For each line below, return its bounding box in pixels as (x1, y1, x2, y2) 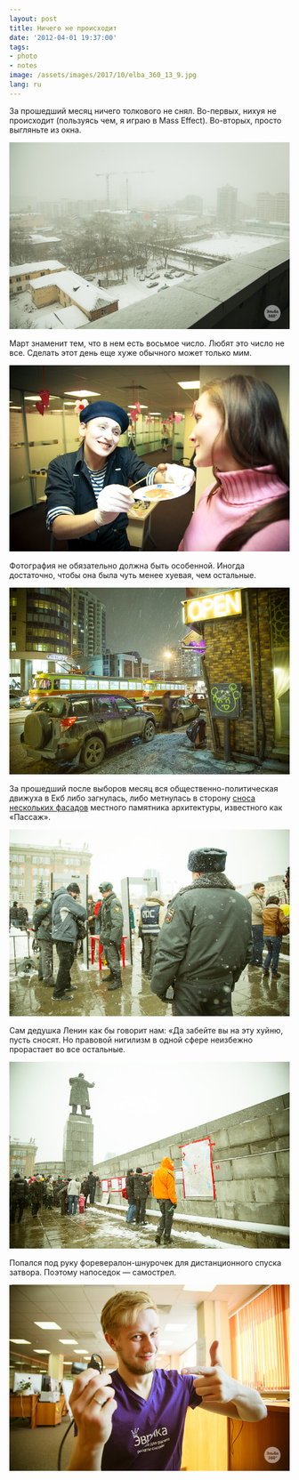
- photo (9, 52, 38, 61)
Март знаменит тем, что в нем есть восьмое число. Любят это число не (9, 338, 285, 349)
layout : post (9, 14, 58, 23)
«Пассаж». (9, 812, 51, 823)
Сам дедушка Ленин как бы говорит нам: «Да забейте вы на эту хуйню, (9, 1025, 283, 1035)
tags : (9, 43, 29, 52)
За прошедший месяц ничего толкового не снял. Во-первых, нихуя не (9, 105, 278, 116)
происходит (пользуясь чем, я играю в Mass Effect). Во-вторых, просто (9, 115, 282, 125)
